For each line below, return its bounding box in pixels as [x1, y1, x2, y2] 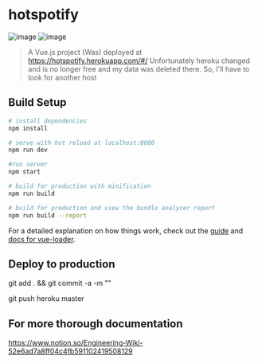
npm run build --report [8, 211, 88, 220]
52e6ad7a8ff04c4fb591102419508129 [8, 346, 133, 356]
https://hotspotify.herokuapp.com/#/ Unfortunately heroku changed [27, 56, 251, 65]
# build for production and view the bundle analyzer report [8, 204, 216, 212]
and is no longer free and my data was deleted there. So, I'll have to [27, 64, 250, 73]
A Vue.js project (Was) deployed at [27, 47, 143, 57]
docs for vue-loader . [8, 234, 76, 244]
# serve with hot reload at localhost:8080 [8, 139, 155, 146]
